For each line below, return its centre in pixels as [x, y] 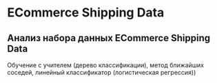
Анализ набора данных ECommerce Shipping [109, 38]
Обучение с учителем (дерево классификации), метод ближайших [106, 65]
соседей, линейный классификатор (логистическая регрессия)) [102, 72]
